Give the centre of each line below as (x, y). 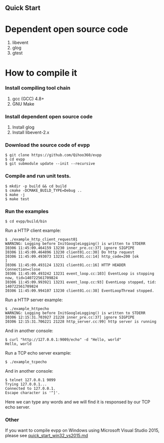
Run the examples (27, 211)
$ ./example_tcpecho (26, 362)
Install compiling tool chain (38, 88)
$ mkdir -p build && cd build (36, 186)
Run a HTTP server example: (34, 300)
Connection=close (23, 269)
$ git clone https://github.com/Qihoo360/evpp (53, 155)
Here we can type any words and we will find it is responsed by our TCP (78, 402)
